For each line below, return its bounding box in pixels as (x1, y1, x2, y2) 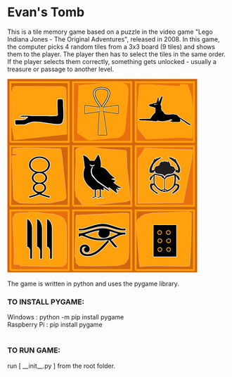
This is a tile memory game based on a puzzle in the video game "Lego (7, 27, 213, 36)
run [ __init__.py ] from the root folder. (7, 362, 116, 370)
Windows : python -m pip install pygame (7, 313, 124, 321)
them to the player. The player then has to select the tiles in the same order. (7, 50, 226, 58)
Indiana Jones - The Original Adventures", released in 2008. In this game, (7, 34, 220, 43)
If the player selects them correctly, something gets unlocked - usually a (7, 57, 217, 65)
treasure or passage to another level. (7, 65, 115, 73)
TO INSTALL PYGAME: (7, 297, 85, 307)
